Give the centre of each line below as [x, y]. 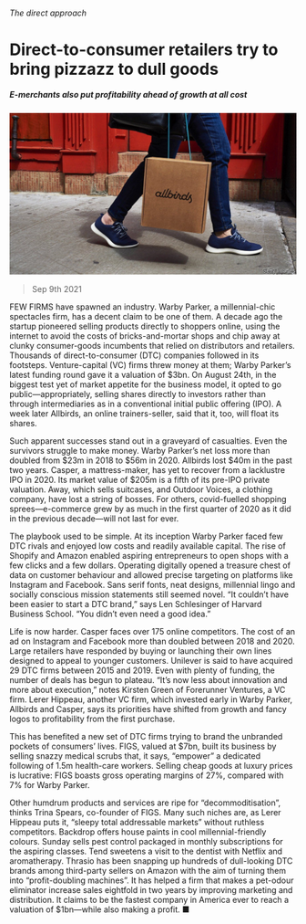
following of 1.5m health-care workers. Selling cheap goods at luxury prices [151, 766]
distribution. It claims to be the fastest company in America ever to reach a [149, 900]
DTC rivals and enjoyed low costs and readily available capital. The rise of [148, 546]
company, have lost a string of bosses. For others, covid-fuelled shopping [148, 499]
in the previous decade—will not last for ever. [94, 519]
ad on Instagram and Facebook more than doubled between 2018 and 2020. [152, 641]
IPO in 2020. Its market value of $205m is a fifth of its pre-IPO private [140, 480]
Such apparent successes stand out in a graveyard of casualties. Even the [148, 441]
